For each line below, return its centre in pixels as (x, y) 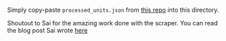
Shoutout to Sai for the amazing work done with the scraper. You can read (113, 23)
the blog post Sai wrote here (47, 30)
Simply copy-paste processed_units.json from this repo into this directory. (113, 10)
